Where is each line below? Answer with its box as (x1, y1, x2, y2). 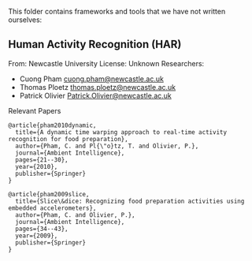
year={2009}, (15, 232, 58, 240)
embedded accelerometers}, (8, 204, 97, 212)
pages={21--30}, (15, 155, 69, 164)
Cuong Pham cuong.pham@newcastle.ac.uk (19, 74, 164, 84)
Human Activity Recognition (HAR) (8, 38, 182, 51)
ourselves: (8, 15, 43, 24)
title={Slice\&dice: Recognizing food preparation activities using (15, 197, 245, 205)
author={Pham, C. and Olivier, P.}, (15, 211, 135, 219)
